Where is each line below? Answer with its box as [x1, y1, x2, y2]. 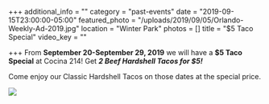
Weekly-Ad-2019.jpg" [8, 24, 80, 33]
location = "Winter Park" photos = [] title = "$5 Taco [81, 24, 254, 33]
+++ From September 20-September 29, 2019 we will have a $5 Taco [8, 48, 243, 57]
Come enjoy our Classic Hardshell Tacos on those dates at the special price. [8, 72, 262, 81]
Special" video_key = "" [8, 32, 87, 42]
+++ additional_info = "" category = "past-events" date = [8, 7, 198, 16]
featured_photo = [78, 15, 137, 25]
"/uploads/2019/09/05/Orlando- [137, 15, 244, 25]
